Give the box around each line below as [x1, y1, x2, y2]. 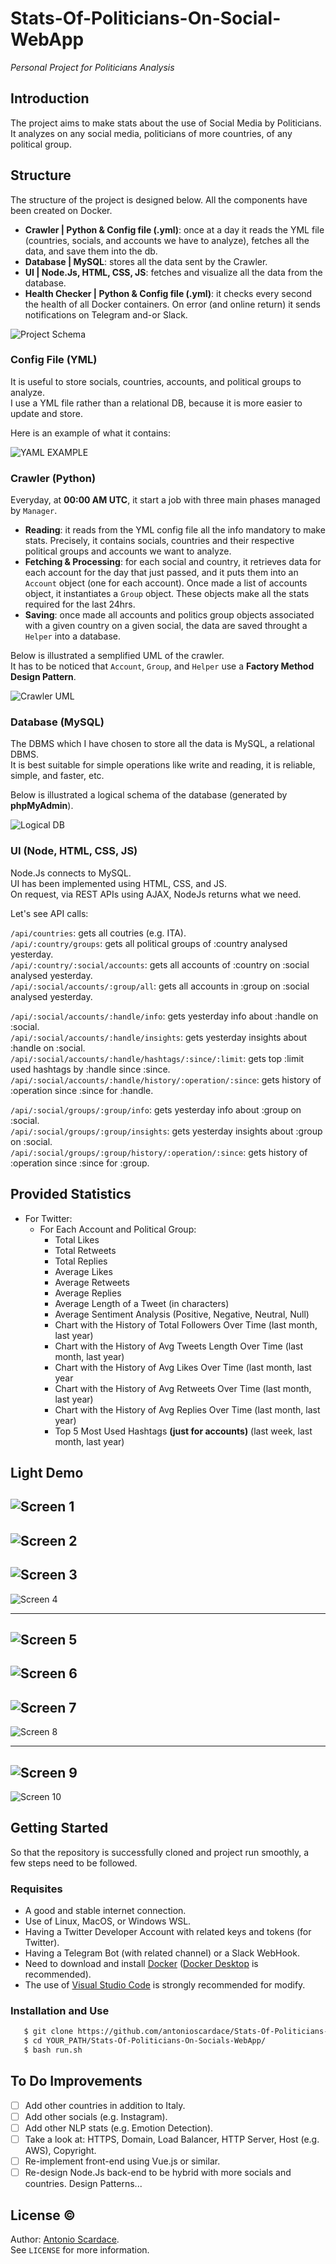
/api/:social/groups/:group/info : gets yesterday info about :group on [10, 1103, 302, 1116]
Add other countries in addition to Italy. [24, 2099, 186, 2111]
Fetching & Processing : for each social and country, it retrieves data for [24, 556, 322, 568]
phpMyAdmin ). [10, 800, 74, 812]
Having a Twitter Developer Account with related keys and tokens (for [24, 1926, 312, 1938]
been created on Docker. [10, 204, 113, 216]
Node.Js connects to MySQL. [10, 867, 132, 879]
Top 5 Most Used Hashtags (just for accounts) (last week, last [54, 1425, 313, 1437]
